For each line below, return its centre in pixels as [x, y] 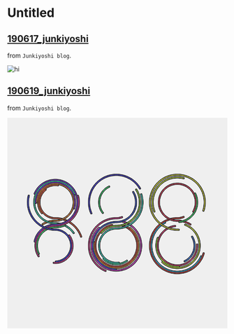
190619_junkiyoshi [49, 91]
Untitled [31, 13]
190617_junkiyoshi [48, 39]
